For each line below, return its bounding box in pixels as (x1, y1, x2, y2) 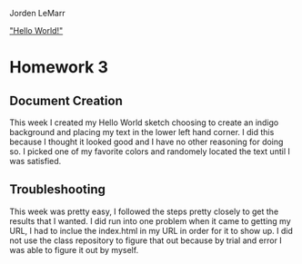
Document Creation (9, 93, 123, 108)
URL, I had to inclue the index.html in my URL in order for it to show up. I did (9, 225, 294, 236)
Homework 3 (9, 57, 109, 78)
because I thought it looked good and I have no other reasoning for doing (9, 136, 284, 147)
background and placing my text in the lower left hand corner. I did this (9, 127, 275, 137)
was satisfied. (9, 156, 62, 166)
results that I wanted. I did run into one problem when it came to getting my (9, 215, 291, 226)
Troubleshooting (9, 181, 106, 198)
